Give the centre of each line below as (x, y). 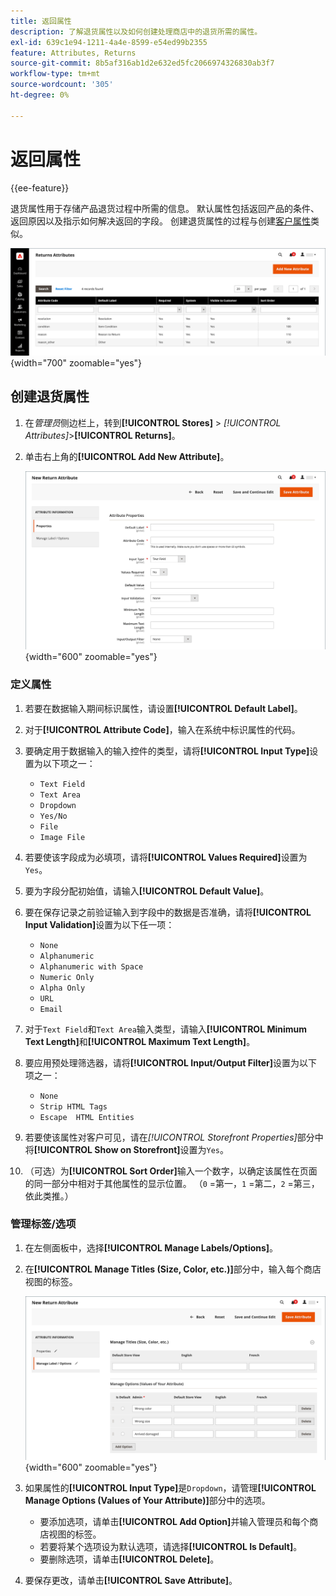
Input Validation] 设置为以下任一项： (99, 924)
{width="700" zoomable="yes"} (76, 362)
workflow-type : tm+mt (55, 74)
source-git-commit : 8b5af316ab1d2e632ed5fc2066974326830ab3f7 (142, 63)
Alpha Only (62, 988)
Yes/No (53, 816)
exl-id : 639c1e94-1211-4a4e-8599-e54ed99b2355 (109, 42)
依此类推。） (49, 1196)
